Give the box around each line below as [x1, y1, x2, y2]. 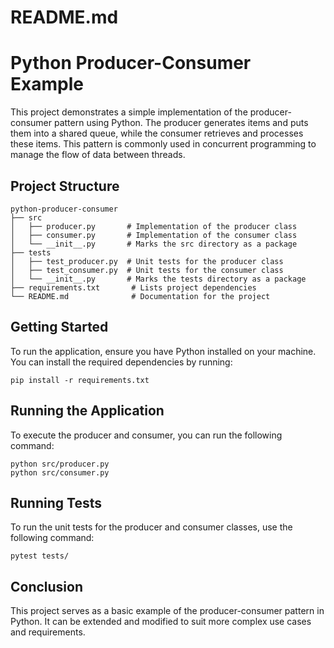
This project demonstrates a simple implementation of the [10, 106, 248, 118]
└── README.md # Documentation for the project [10, 291, 271, 301]
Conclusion [10, 578, 84, 595]
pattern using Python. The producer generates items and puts [53, 117, 309, 129]
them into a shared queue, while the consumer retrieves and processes [10, 127, 304, 140]
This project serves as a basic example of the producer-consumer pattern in [10, 605, 325, 617]
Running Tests [10, 494, 102, 511]
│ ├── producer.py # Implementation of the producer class [10, 221, 298, 231]
